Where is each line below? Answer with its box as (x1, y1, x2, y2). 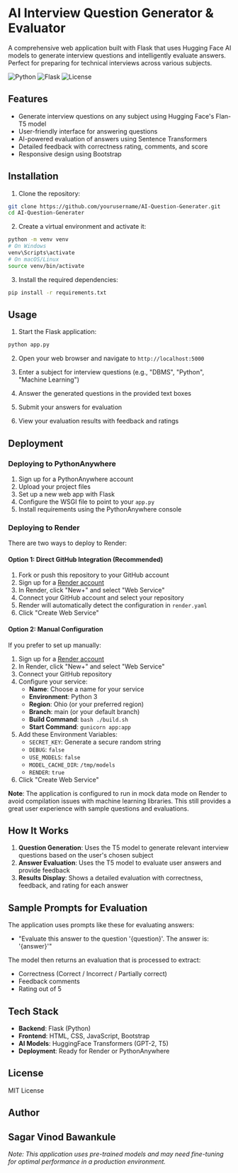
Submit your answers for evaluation (18, 403, 123, 411)
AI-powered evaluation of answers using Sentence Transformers (18, 134, 208, 143)
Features (8, 93, 48, 105)
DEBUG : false (28, 745, 65, 754)
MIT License (8, 1086, 45, 1095)
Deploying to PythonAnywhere (8, 458, 116, 468)
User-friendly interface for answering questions (18, 126, 158, 136)
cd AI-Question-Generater (8, 210, 84, 217)
